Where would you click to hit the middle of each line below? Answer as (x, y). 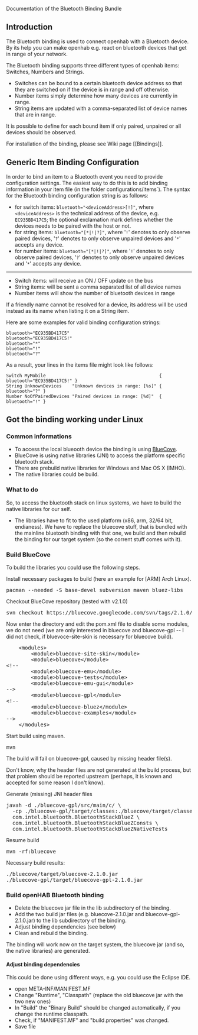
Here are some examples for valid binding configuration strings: (83, 322)
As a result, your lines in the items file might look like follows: (80, 365)
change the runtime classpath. (52, 1014)
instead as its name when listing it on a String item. (68, 310)
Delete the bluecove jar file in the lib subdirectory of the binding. (93, 908)
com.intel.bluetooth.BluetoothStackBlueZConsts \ (85, 823)
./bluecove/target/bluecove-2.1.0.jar (62, 874)
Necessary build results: (36, 862)
